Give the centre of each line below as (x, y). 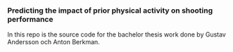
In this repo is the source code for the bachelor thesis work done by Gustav (117, 34)
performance (30, 19)
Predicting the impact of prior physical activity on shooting (110, 11)
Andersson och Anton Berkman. (53, 42)
